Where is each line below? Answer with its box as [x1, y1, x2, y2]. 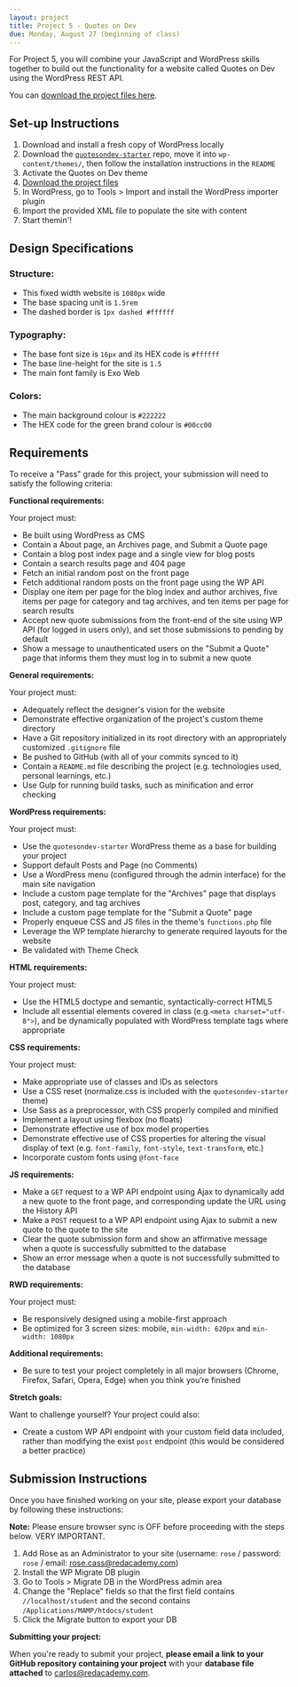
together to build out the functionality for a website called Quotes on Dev [9, 63, 276, 74]
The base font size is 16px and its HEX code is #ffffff [21, 348, 220, 360]
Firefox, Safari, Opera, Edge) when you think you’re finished [21, 1375, 241, 1386]
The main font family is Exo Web [21, 368, 140, 379]
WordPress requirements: [9, 806, 106, 818]
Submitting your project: [9, 1632, 102, 1643]
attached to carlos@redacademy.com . [9, 1667, 151, 1678]
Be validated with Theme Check [21, 945, 139, 955]
